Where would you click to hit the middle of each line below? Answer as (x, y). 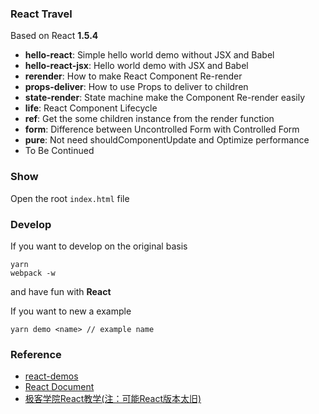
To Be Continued (59, 151)
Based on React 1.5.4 (54, 36)
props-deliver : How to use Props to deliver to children (136, 87)
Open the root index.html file (70, 198)
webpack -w (33, 273)
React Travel (41, 14)
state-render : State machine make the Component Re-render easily (165, 98)
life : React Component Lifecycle (91, 108)
